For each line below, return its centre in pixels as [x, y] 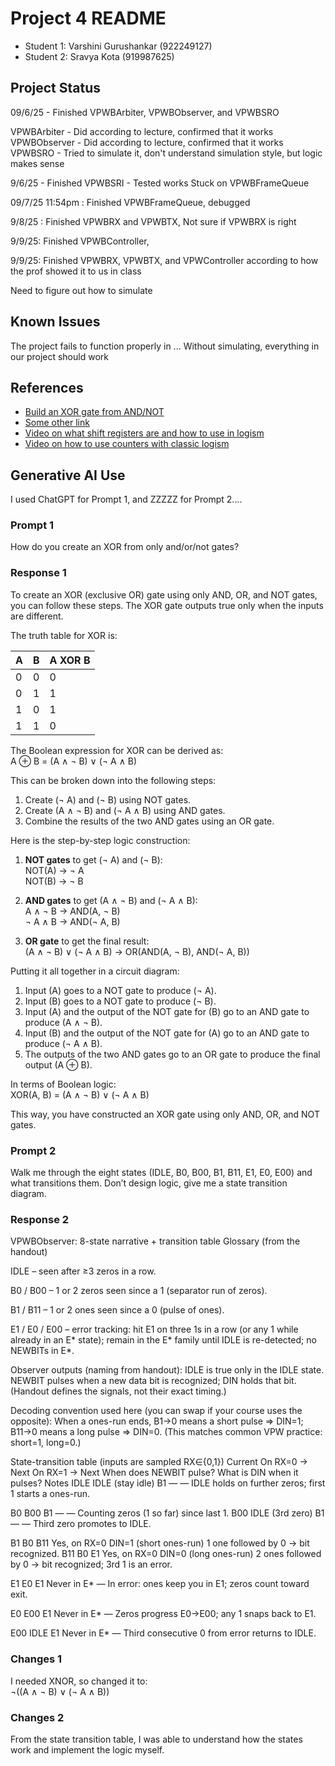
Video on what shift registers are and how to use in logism [144, 433]
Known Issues [55, 322]
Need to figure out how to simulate [81, 290]
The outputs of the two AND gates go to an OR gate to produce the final [172, 1054]
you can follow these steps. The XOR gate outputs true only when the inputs [167, 605]
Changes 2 [37, 1717]
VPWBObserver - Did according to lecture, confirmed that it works [147, 142]
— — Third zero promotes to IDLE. [81, 1524]
